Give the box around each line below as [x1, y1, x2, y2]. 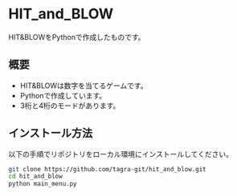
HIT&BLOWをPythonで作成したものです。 [8, 32, 146, 42]
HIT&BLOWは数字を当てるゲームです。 [19, 81, 148, 90]
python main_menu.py [8, 180, 78, 188]
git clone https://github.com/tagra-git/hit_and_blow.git [8, 165, 206, 173]
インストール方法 [8, 126, 93, 140]
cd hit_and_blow [8, 173, 63, 181]
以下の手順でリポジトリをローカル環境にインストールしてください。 [8, 149, 233, 158]
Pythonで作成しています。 [19, 90, 107, 100]
